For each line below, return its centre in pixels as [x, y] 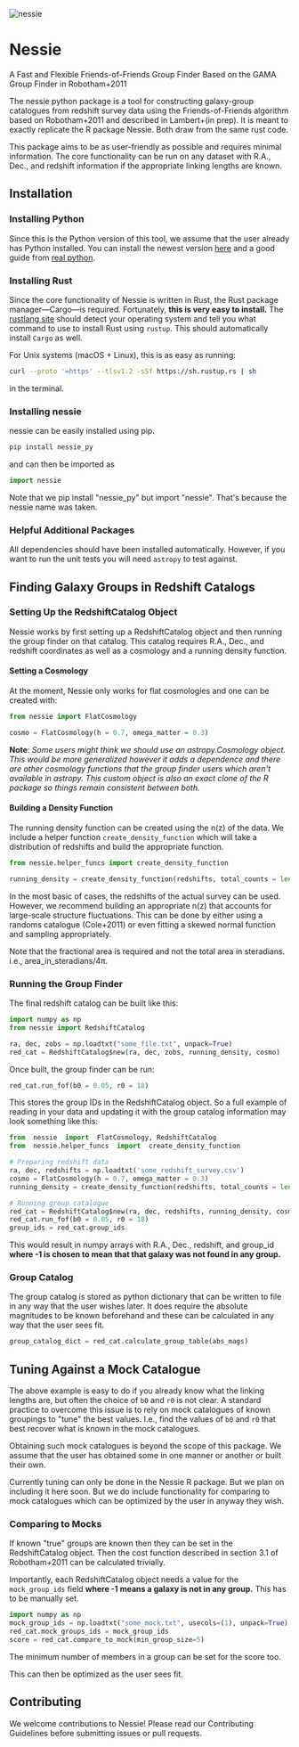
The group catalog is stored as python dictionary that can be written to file [145, 1297]
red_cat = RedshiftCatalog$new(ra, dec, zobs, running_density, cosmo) [145, 1052]
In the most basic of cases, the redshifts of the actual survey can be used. [145, 896]
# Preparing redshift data [59, 1163]
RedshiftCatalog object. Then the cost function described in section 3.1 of [144, 1553]
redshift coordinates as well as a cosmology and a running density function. [148, 650]
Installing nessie [45, 412]
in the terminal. [36, 388]
